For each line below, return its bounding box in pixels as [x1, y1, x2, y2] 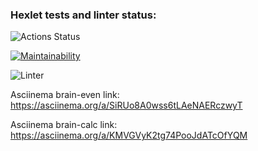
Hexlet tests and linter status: [10, 8, 157, 22]
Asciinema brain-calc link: [10, 119, 118, 131]
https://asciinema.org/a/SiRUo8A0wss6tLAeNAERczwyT [10, 99, 243, 112]
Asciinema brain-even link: [10, 89, 120, 101]
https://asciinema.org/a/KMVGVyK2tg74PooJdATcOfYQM [10, 129, 248, 142]
